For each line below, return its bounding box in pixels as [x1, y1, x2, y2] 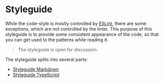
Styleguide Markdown [12, 66, 59, 72]
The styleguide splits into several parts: [5, 56, 88, 62]
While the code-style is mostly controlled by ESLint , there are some [5, 20, 147, 26]
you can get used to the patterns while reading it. [5, 37, 108, 43]
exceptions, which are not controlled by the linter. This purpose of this [5, 25, 152, 32]
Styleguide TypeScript [12, 71, 60, 77]
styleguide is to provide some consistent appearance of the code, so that [5, 31, 159, 37]
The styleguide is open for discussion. [17, 46, 98, 52]
